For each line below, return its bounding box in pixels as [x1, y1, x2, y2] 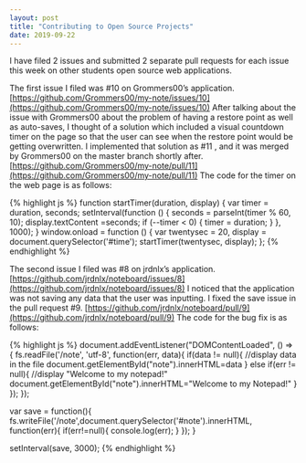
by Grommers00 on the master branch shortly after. [9, 151, 204, 162]
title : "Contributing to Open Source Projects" [9, 22, 195, 31]
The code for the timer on [199, 170, 297, 181]
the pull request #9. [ [9, 302, 89, 313]
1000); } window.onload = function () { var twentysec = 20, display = [9, 226, 267, 237]
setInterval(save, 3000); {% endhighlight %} [9, 443, 176, 454]
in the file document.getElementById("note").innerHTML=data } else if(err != [9, 359, 297, 370]
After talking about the [211, 102, 297, 113]
